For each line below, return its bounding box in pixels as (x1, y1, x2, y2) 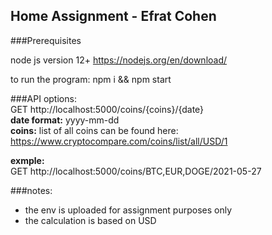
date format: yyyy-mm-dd (10, 114, 120, 126)
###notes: (10, 184, 53, 196)
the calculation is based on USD (24, 214, 157, 226)
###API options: (10, 92, 77, 104)
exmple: (10, 154, 45, 166)
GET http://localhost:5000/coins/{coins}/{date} (10, 103, 205, 115)
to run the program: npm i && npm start (10, 73, 172, 85)
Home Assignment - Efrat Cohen (10, 8, 217, 25)
